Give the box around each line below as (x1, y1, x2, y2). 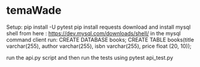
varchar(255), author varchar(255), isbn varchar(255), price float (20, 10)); (6, 42, 192, 50)
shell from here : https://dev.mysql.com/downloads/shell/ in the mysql (6, 29, 181, 36)
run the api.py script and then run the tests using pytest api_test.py (6, 54, 174, 61)
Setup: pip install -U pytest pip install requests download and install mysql (6, 23, 191, 31)
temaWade (6, 4, 62, 17)
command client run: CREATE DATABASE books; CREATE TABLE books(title (6, 36, 195, 43)
